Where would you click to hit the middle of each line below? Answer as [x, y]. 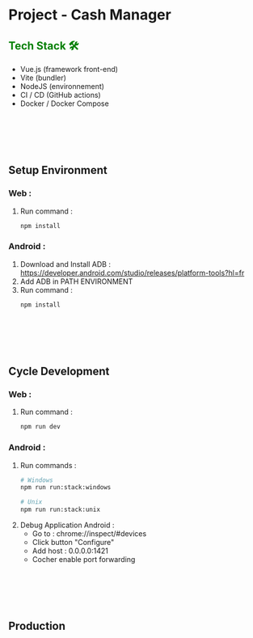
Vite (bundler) [43, 78]
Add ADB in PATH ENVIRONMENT [76, 281]
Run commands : [48, 465]
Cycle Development [59, 372]
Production [37, 626]
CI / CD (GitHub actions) [60, 95]
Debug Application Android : [67, 525]
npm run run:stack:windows [65, 488]
